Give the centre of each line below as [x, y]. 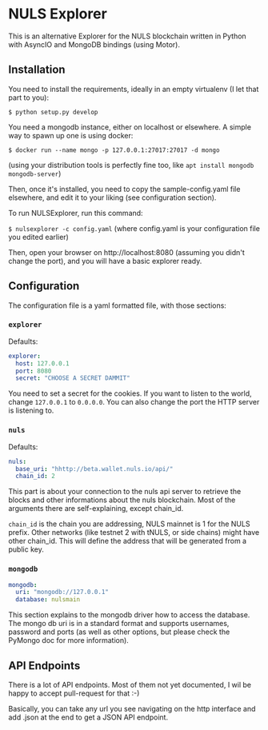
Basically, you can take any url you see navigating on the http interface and [132, 709]
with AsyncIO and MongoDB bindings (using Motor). [94, 44]
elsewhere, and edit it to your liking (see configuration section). [112, 197]
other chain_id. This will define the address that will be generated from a [127, 541]
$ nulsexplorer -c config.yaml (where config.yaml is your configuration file [134, 228]
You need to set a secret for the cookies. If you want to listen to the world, [130, 393]
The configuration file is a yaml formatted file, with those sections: [117, 305]
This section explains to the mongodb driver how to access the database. [129, 615]
